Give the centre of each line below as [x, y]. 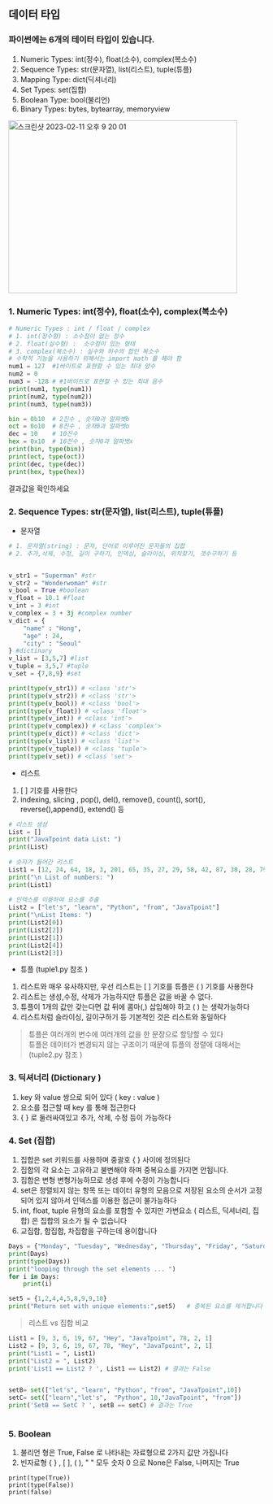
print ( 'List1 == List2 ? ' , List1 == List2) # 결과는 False [110, 1368]
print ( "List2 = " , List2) [52, 1361]
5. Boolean [30, 1433]
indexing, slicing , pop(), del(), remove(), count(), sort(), [113, 799]
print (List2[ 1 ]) [36, 937]
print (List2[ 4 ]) [36, 945]
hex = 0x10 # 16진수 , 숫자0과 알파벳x [71, 441]
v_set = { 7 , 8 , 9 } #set [45, 674]
